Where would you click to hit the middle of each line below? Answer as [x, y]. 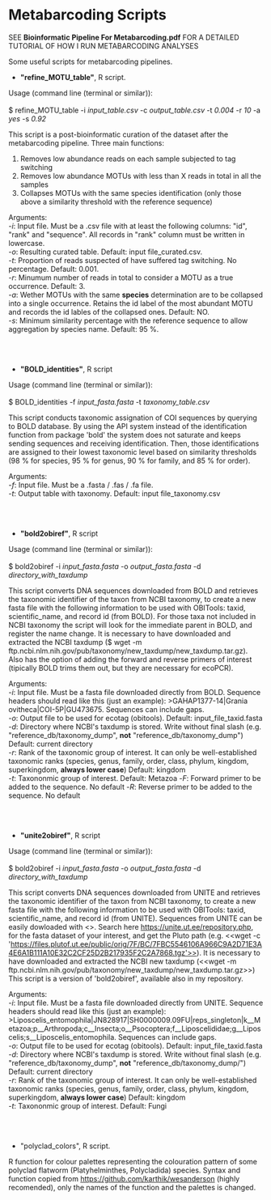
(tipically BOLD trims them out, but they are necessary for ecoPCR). [121, 668]
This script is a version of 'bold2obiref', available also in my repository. [126, 978]
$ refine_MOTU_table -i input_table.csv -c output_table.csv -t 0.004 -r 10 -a [135, 110]
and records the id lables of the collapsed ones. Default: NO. [109, 312]
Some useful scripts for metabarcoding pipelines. [91, 61]
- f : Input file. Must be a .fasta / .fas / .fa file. [81, 485]
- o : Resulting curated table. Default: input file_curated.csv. [106, 252]
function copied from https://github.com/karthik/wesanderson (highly [124, 1178]
